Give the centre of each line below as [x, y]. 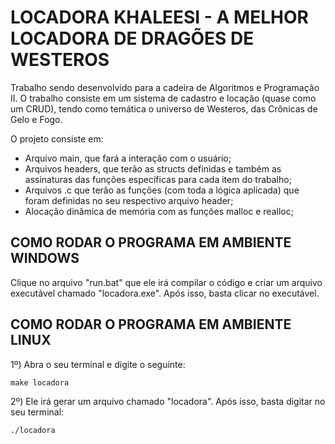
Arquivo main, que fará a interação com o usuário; [128, 158]
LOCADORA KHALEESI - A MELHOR [159, 17]
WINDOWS [45, 258]
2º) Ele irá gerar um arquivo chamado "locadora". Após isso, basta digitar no [168, 401]
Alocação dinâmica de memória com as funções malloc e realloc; [159, 211]
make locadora [40, 382]
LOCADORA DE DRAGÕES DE [132, 38]
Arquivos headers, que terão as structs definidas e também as [153, 168]
